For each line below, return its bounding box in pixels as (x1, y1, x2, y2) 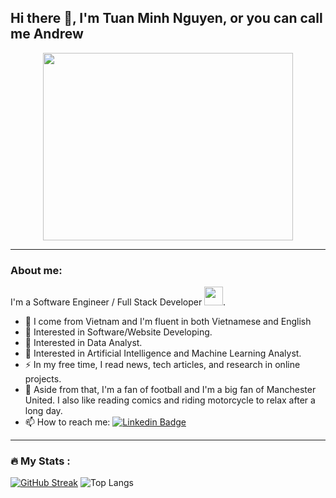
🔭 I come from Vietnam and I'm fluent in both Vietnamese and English (24, 316, 312, 328)
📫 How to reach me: (24, 416, 111, 428)
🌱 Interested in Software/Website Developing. (24, 326, 213, 338)
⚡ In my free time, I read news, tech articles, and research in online (24, 359, 301, 371)
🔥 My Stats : (10, 454, 71, 468)
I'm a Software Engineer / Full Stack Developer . (10, 296, 227, 308)
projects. (24, 373, 62, 385)
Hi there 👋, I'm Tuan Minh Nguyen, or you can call (10, 10, 323, 27)
